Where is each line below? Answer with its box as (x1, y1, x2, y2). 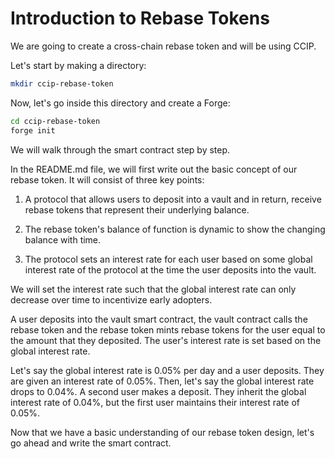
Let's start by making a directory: (10, 59, 147, 71)
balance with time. (24, 233, 102, 246)
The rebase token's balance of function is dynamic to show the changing (24, 223, 326, 235)
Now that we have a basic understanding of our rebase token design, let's (10, 426, 315, 438)
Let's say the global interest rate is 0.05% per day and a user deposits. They (10, 364, 325, 376)
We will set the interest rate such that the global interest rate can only (10, 283, 297, 295)
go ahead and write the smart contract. (10, 437, 172, 449)
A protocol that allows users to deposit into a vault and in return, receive (24, 193, 322, 205)
